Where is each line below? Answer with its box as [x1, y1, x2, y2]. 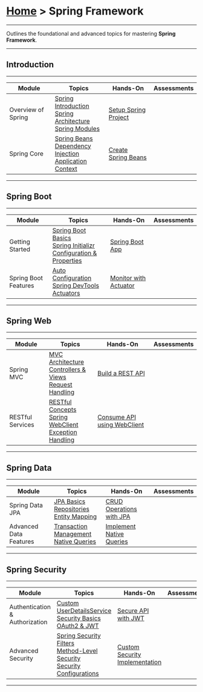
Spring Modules [54, 124, 100, 132]
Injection [54, 149, 80, 158]
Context [54, 165, 77, 173]
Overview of [9, 105, 44, 114]
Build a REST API [97, 369, 145, 377]
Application [54, 157, 88, 165]
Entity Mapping [54, 512, 97, 521]
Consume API [97, 413, 137, 422]
